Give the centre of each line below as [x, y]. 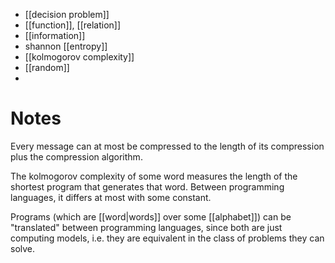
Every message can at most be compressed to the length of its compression [167, 146]
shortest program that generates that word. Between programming [147, 186]
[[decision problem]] [67, 14]
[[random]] [47, 67]
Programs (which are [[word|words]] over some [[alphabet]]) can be [151, 216]
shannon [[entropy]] [66, 46]
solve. [23, 248]
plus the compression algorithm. [76, 156]
